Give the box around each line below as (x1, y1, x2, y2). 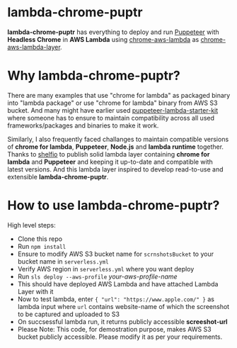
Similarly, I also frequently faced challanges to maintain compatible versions (7, 135, 229, 143)
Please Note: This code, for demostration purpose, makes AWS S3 (17, 325, 212, 333)
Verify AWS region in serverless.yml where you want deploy (17, 264, 195, 273)
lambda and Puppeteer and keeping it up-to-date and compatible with (7, 157, 214, 166)
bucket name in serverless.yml (17, 257, 110, 266)
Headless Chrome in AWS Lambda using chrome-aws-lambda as (7, 35, 200, 43)
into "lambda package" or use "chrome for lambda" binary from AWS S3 (7, 99, 218, 107)
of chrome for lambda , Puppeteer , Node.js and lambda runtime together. (7, 142, 224, 151)
